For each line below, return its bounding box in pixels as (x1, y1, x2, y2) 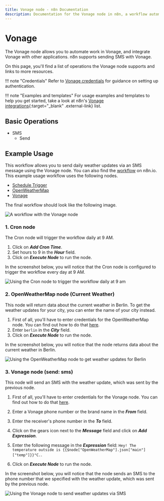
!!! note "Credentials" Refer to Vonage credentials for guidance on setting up (5, 78, 159, 84)
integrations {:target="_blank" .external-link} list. (5, 103, 102, 109)
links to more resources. (5, 69, 54, 75)
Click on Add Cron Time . (12, 244, 62, 250)
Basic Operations (5, 117, 59, 125)
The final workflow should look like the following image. (5, 202, 117, 208)
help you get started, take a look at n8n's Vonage (5, 98, 104, 104)
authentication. (5, 83, 36, 89)
